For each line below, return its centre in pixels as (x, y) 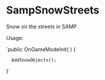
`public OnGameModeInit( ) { (41, 49)
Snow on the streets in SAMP (42, 26)
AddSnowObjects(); (34, 60)
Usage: (15, 38)
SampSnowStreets (53, 10)
